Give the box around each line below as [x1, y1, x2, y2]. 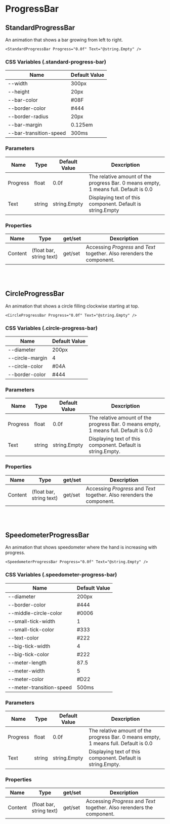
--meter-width [8, 667, 45, 674]
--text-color [8, 634, 39, 641]
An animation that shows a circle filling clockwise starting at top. [5, 303, 139, 309]
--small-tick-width [8, 618, 56, 625]
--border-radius [8, 113, 49, 120]
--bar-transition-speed [8, 130, 66, 137]
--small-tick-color [8, 626, 54, 633]
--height [8, 88, 29, 96]
